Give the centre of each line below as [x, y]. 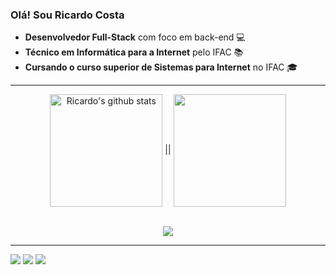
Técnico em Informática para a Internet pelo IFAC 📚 [134, 52]
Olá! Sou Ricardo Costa [67, 15]
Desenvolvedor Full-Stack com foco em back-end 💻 [135, 37]
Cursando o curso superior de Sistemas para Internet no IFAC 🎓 [161, 67]
